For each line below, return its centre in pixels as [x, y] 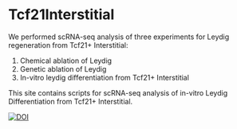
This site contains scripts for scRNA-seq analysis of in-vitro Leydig [118, 92]
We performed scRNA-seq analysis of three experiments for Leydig [119, 37]
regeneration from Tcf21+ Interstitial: [68, 45]
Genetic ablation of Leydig [63, 68]
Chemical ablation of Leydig [66, 61]
